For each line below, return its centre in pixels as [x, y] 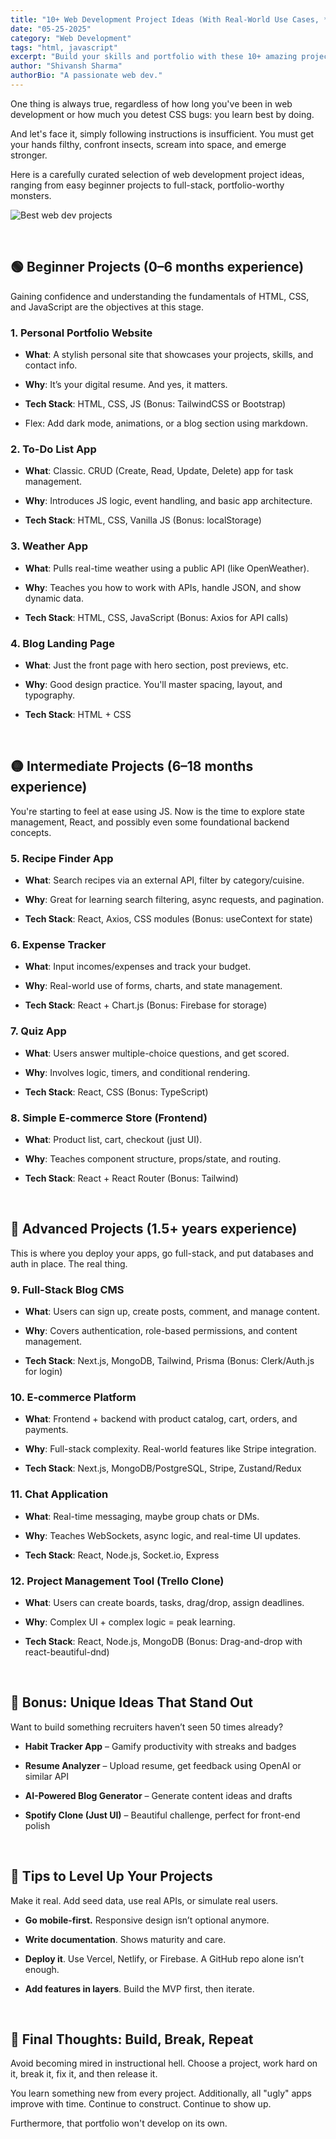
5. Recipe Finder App [62, 858]
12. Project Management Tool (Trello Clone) [117, 1581]
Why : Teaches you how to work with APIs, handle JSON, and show [163, 587]
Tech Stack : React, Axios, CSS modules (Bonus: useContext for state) [168, 918]
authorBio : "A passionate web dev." [86, 76]
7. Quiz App [38, 1031]
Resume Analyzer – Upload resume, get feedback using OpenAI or [163, 1765]
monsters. [31, 195]
